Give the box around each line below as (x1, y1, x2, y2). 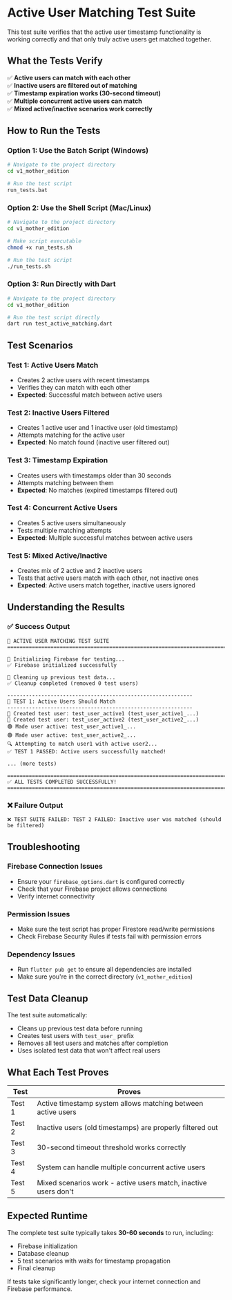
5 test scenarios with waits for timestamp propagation (17, 1256, 171, 1265)
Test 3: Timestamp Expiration (7, 455, 108, 465)
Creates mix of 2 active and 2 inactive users (17, 567, 143, 575)
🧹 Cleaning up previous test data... (7, 674, 116, 681)
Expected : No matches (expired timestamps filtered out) (17, 486, 178, 494)
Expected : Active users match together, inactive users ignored (17, 581, 195, 590)
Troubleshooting (7, 841, 81, 853)
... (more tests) (7, 760, 57, 767)
